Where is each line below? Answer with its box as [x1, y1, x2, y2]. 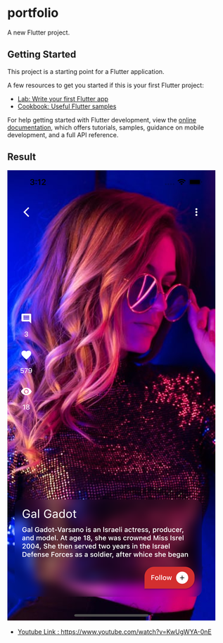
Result [7, 151, 37, 163]
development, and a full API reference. [7, 130, 119, 139]
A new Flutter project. [7, 28, 70, 37]
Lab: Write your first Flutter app [17, 94, 109, 103]
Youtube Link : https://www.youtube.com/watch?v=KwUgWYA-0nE [17, 628, 212, 636]
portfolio [7, 5, 59, 21]
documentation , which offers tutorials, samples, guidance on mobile [7, 123, 204, 132]
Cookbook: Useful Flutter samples [17, 102, 117, 110]
